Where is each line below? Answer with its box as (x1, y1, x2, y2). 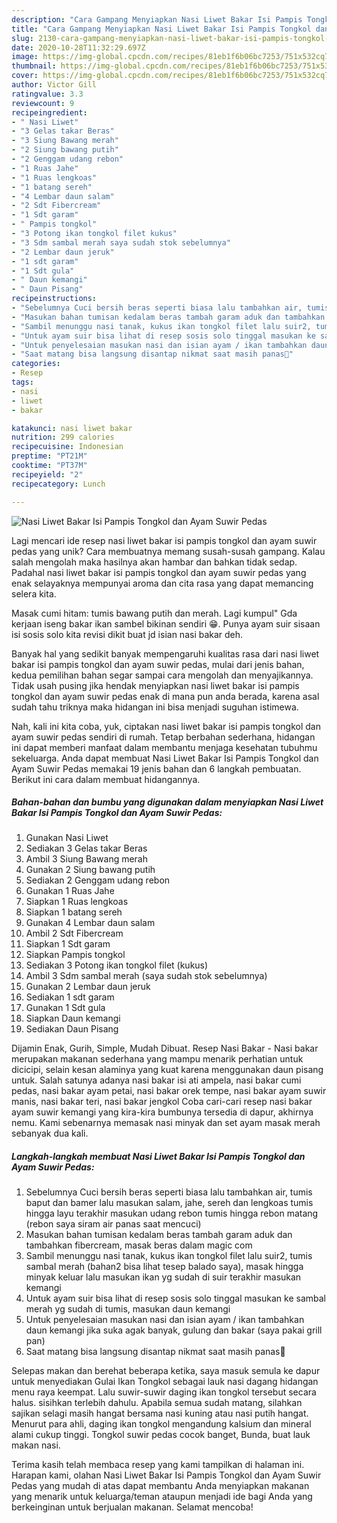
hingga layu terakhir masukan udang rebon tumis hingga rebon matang (25, 1207, 319, 1220)
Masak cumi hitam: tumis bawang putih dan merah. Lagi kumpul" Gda (11, 607, 298, 619)
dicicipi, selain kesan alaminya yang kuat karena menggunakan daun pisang (11, 1064, 324, 1076)
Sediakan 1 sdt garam (25, 991, 115, 1003)
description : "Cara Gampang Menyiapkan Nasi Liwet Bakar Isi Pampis (11, 14, 303, 25)
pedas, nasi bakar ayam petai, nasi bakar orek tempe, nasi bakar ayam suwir (11, 1085, 327, 1097)
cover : (11, 71, 39, 81)
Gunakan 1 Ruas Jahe (25, 885, 115, 897)
